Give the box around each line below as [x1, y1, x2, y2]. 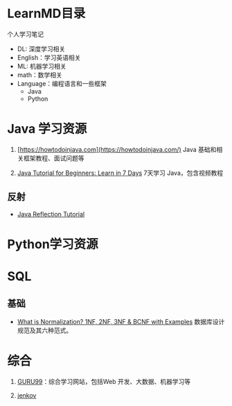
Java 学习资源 [7, 121, 87, 137]
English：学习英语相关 [17, 53, 81, 62]
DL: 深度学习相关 [17, 44, 66, 53]
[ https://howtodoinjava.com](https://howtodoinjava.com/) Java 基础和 [17, 145, 217, 153]
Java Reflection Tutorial [17, 210, 85, 218]
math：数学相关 [17, 70, 62, 79]
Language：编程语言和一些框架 [17, 79, 107, 87]
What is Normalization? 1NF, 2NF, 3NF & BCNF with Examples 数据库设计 [17, 317, 225, 325]
